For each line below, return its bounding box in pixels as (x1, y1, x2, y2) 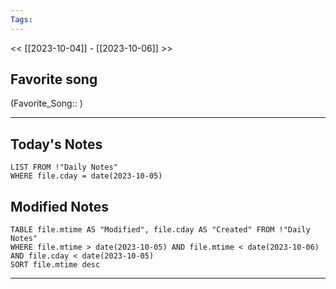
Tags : (10, 14, 33, 25)
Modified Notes (10, 198, 109, 215)
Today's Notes (10, 136, 103, 153)
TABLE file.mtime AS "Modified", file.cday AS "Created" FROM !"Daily (10, 225, 311, 235)
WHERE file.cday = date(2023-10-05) (10, 171, 163, 181)
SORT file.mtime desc (10, 260, 101, 270)
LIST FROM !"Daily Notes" (10, 162, 118, 173)
